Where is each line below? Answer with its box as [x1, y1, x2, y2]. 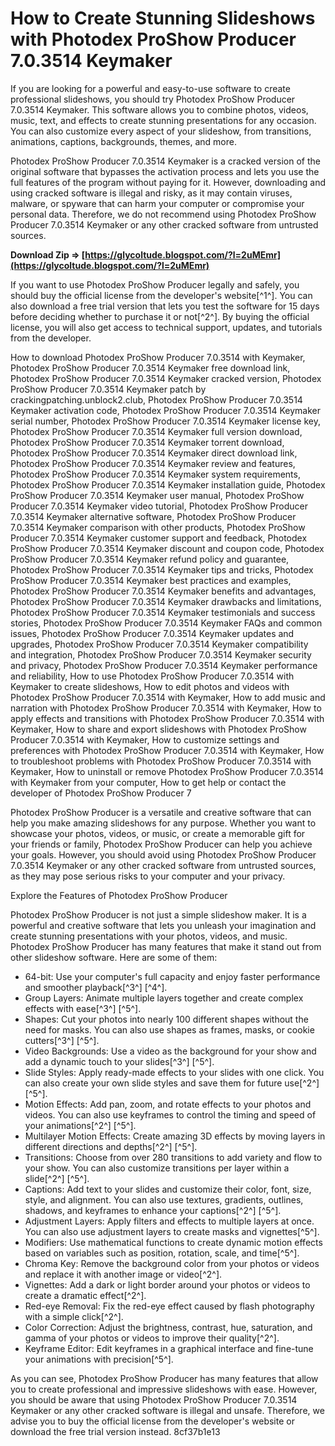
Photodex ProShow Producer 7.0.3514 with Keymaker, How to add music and [10, 691, 326, 703]
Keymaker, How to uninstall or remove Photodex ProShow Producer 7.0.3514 [10, 765, 324, 777]
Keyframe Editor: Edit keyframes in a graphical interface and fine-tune [24, 1342, 314, 1354]
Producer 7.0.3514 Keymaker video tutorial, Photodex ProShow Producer [10, 500, 308, 512]
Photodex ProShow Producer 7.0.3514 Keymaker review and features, [10, 457, 296, 469]
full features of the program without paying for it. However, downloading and [10, 176, 326, 188]
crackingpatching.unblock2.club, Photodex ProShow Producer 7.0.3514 [10, 393, 303, 406]
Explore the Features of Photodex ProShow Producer [10, 889, 228, 901]
